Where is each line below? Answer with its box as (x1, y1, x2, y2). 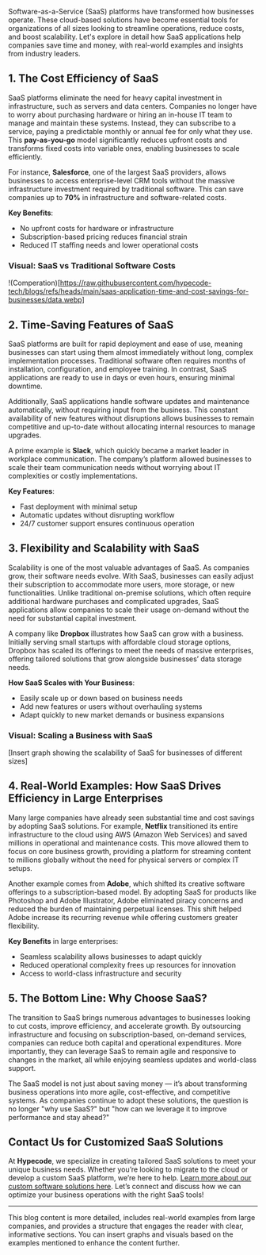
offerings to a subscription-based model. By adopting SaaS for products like (8, 887, 257, 896)
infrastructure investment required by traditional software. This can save (8, 184, 244, 194)
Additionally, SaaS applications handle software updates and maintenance (8, 396, 250, 406)
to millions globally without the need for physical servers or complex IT (8, 855, 239, 864)
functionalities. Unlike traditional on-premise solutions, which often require (8, 587, 252, 598)
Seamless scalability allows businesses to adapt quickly (19, 952, 202, 961)
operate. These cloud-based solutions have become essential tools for (8, 15, 239, 25)
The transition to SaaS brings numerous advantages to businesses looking (8, 1012, 251, 1022)
